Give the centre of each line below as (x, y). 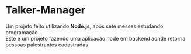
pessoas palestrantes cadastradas (47, 45)
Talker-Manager (46, 10)
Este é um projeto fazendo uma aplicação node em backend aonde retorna (95, 38)
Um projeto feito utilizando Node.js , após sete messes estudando (84, 26)
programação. (22, 32)
